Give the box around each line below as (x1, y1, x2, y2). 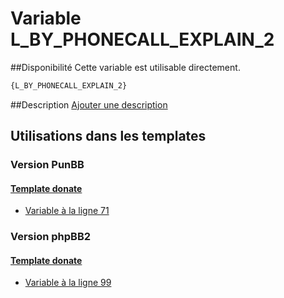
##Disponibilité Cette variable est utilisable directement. (10, 61, 241, 73)
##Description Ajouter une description (10, 98, 168, 111)
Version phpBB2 (10, 230, 92, 244)
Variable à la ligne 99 (24, 277, 112, 289)
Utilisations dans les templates (10, 128, 207, 145)
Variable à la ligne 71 (24, 205, 110, 217)
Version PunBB (10, 158, 85, 172)
